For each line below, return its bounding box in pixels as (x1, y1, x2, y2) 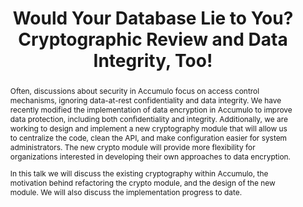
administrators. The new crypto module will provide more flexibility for (9, 142, 256, 152)
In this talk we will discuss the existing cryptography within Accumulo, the (9, 168, 269, 179)
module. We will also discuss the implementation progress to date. (9, 187, 243, 197)
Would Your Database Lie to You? (12, 7, 294, 30)
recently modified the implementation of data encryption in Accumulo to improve (9, 104, 293, 115)
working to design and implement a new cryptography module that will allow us (9, 123, 288, 134)
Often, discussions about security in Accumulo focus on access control (9, 85, 260, 96)
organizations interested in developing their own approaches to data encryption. (9, 151, 292, 162)
